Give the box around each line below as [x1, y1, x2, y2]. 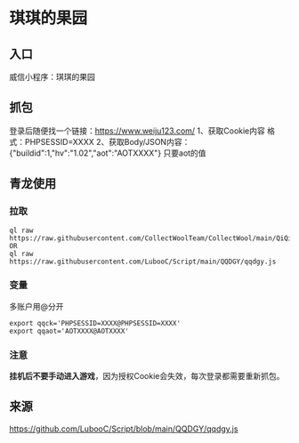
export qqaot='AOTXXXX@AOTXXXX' [9, 326, 129, 335]
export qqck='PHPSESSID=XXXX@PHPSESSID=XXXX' [9, 318, 181, 327]
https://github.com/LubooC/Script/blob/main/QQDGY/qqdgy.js [9, 423, 238, 434]
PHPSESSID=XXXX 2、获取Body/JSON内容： [24, 136, 190, 147]
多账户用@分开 [9, 301, 64, 311]
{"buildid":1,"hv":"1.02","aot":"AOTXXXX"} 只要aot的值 [9, 148, 206, 158]
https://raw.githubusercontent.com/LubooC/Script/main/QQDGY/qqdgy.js [9, 257, 277, 266]
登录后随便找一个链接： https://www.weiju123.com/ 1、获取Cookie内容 [9, 125, 265, 136]
